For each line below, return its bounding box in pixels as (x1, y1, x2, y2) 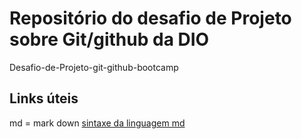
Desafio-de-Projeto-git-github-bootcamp (9, 61, 179, 73)
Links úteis (9, 90, 79, 107)
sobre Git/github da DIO (9, 28, 210, 51)
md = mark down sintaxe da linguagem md (9, 117, 186, 129)
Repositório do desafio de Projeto (9, 7, 292, 30)
